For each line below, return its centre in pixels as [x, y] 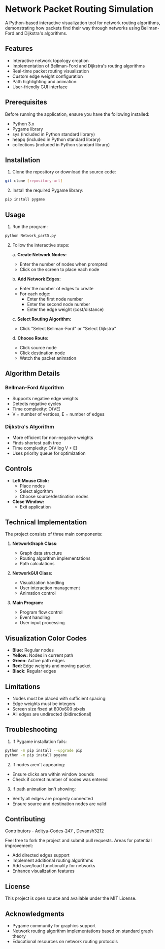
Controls [19, 469]
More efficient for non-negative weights [53, 438]
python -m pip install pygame [36, 755]
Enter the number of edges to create [56, 288]
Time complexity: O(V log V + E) [45, 448]
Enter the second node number [58, 304]
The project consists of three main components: [54, 534]
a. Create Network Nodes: [39, 254]
